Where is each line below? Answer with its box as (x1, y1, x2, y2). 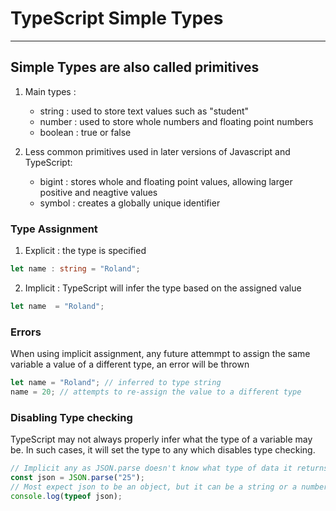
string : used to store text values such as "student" (39, 105, 250, 117)
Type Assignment (10, 222, 98, 236)
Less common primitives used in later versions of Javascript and (24, 145, 291, 157)
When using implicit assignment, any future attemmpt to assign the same (10, 348, 311, 360)
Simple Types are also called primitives (10, 59, 260, 76)
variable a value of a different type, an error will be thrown (10, 358, 250, 371)
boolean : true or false (39, 126, 132, 138)
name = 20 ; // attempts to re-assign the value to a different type (10, 387, 302, 397)
